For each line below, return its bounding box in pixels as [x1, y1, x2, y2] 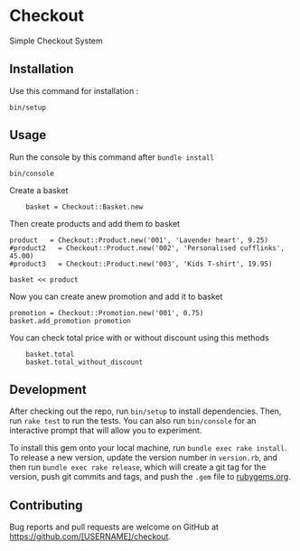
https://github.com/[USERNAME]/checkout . [9, 531, 172, 542]
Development [9, 381, 88, 397]
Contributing [9, 498, 83, 513]
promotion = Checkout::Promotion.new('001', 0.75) [9, 308, 204, 317]
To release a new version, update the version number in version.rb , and [9, 453, 278, 463]
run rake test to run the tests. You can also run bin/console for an [9, 416, 257, 426]
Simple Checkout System [9, 35, 104, 46]
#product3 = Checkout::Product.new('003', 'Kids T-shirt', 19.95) [9, 259, 273, 268]
